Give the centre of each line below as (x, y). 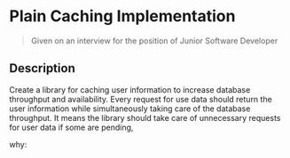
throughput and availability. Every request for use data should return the (141, 99)
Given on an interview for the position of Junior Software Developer (154, 41)
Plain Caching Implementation (122, 16)
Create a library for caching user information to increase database (130, 89)
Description (42, 68)
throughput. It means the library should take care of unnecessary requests (145, 117)
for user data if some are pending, (71, 127)
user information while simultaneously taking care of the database (130, 109)
